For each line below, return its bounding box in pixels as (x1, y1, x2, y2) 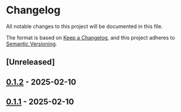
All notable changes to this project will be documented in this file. (6, 23, 163, 30)
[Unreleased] (6, 57, 55, 67)
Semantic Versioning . (6, 40, 57, 47)
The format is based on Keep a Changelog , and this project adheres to (6, 34, 175, 41)
